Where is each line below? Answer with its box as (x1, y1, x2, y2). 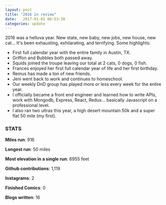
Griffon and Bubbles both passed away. (12, 55, 93, 61)
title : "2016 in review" (5, 12, 56, 17)
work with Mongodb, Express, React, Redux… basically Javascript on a (12, 97, 158, 103)
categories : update (5, 21, 46, 26)
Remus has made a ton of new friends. (12, 70, 92, 77)
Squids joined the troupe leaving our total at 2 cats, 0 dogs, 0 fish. (12, 60, 148, 66)
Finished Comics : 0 (5, 185, 46, 191)
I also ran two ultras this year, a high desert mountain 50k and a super (12, 108, 155, 114)
